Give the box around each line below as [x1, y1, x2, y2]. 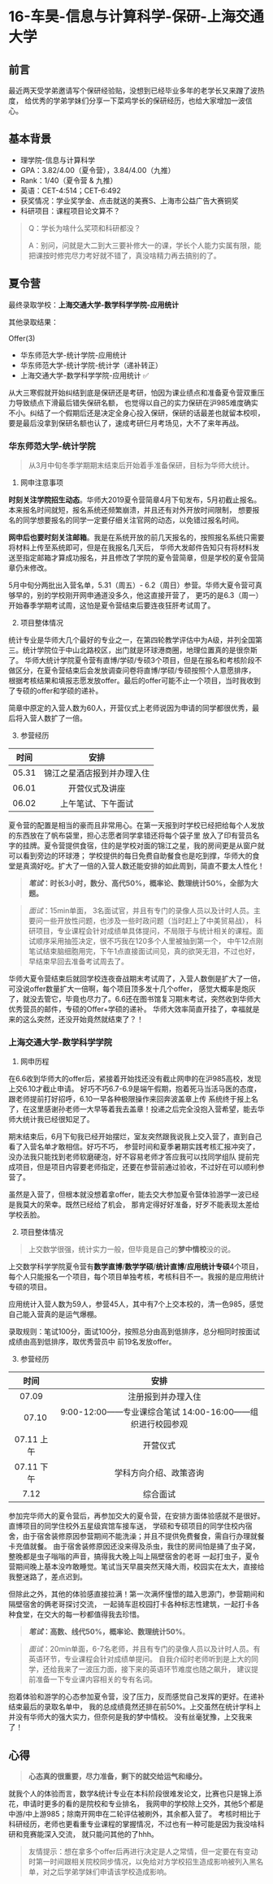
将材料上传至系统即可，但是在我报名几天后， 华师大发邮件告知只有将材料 [8, 542, 253, 552]
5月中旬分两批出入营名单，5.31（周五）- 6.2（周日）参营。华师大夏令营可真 [8, 580, 262, 590]
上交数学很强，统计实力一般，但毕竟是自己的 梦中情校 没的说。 [28, 1245, 236, 1254]
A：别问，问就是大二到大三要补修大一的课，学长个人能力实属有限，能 [28, 240, 262, 250]
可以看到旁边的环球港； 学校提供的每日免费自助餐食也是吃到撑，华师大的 [8, 851, 253, 860]
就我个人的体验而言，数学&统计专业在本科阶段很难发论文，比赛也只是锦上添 [8, 1789, 262, 1799]
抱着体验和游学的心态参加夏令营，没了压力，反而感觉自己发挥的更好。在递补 [8, 1691, 265, 1702]
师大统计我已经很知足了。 [8, 1115, 94, 1124]
